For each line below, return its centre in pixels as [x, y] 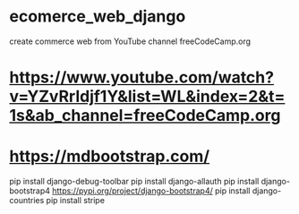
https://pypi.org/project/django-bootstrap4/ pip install [151, 191]
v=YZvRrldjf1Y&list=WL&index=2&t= [147, 97]
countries [27, 201]
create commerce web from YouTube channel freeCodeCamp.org [130, 41]
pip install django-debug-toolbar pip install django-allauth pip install [134, 182]
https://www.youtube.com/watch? [142, 77]
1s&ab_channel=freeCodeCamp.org [145, 116]
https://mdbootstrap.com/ [110, 156]
